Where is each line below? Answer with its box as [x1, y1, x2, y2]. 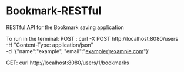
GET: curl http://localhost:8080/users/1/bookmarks [6, 59, 129, 66]
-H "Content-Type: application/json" [6, 41, 93, 48]
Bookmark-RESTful [6, 4, 102, 18]
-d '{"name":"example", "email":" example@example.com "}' [6, 47, 150, 54]
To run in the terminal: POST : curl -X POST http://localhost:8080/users [6, 35, 178, 42]
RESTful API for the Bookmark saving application [6, 24, 125, 31]
